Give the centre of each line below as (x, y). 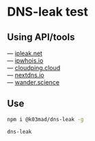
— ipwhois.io (25, 61)
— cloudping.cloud (34, 68)
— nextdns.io (26, 75)
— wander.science (33, 82)
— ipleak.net (25, 53)
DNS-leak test (48, 12)
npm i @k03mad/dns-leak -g (45, 119)
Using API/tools (41, 37)
